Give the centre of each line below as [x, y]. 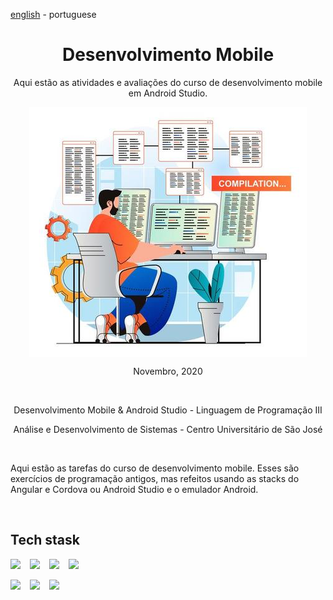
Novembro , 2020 [168, 371]
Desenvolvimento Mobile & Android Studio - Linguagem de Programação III [168, 410]
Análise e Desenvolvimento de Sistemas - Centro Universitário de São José [168, 429]
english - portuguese [53, 14]
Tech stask [45, 540]
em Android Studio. [168, 93]
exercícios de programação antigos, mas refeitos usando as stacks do [155, 478]
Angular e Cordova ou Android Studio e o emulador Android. [134, 489]
